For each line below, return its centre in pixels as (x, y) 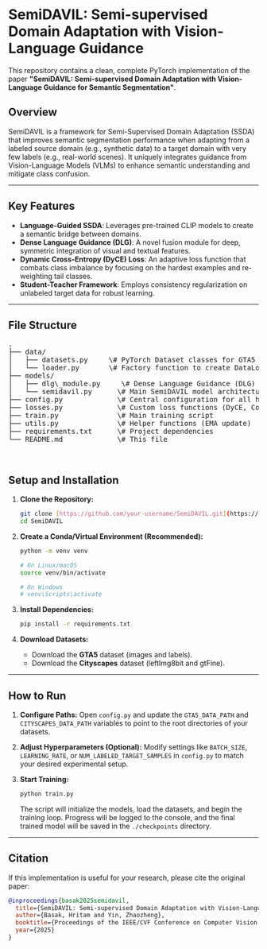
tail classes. (74, 276)
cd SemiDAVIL (41, 521)
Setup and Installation (64, 480)
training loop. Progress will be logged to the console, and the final (128, 817)
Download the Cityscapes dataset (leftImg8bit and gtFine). (128, 663)
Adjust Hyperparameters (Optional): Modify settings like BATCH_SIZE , (133, 747)
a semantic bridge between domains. (80, 234)
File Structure (43, 325)
